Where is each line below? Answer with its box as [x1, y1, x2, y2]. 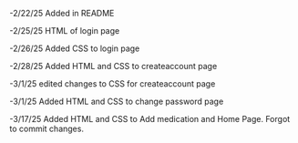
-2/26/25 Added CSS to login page [9, 43, 140, 54]
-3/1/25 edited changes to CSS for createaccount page [9, 78, 216, 89]
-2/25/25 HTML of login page [9, 26, 120, 36]
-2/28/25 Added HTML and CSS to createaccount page [9, 61, 218, 71]
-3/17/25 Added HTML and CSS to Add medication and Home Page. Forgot [9, 114, 291, 124]
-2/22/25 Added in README [9, 8, 115, 18]
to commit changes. [9, 123, 85, 134]
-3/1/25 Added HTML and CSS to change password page [9, 96, 224, 107]
